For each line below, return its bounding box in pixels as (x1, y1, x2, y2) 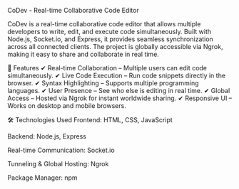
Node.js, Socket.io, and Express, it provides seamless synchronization (7, 35, 214, 43)
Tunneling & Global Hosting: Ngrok (7, 160, 109, 168)
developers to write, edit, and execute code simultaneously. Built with (7, 28, 212, 36)
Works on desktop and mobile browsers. (7, 102, 126, 109)
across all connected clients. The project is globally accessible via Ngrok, (7, 43, 223, 50)
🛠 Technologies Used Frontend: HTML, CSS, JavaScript (7, 116, 173, 124)
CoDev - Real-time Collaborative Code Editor (7, 6, 139, 14)
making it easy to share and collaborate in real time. (7, 50, 159, 58)
